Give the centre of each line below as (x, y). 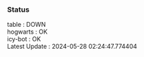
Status (18, 10)
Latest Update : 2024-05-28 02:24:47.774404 (72, 47)
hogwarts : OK (27, 32)
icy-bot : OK (24, 39)
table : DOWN (26, 25)
